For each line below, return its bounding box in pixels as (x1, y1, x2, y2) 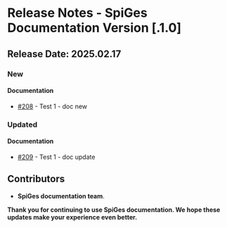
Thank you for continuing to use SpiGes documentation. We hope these (7, 205, 221, 214)
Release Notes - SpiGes (7, 5, 148, 21)
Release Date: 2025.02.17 (7, 48, 122, 60)
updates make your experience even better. (7, 213, 138, 221)
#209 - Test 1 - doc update (17, 153, 96, 161)
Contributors (7, 173, 65, 185)
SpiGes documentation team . (17, 191, 105, 200)
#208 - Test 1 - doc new (17, 102, 88, 110)
